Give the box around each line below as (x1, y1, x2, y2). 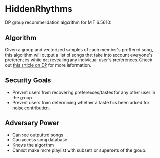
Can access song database (12, 137, 68, 143)
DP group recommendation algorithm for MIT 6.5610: (5, 20, 112, 25)
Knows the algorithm (12, 142, 54, 148)
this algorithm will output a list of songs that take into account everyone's (5, 52, 153, 58)
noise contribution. (12, 105, 50, 111)
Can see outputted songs (12, 132, 64, 138)
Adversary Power (5, 118, 60, 127)
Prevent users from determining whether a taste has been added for (12, 99, 150, 105)
